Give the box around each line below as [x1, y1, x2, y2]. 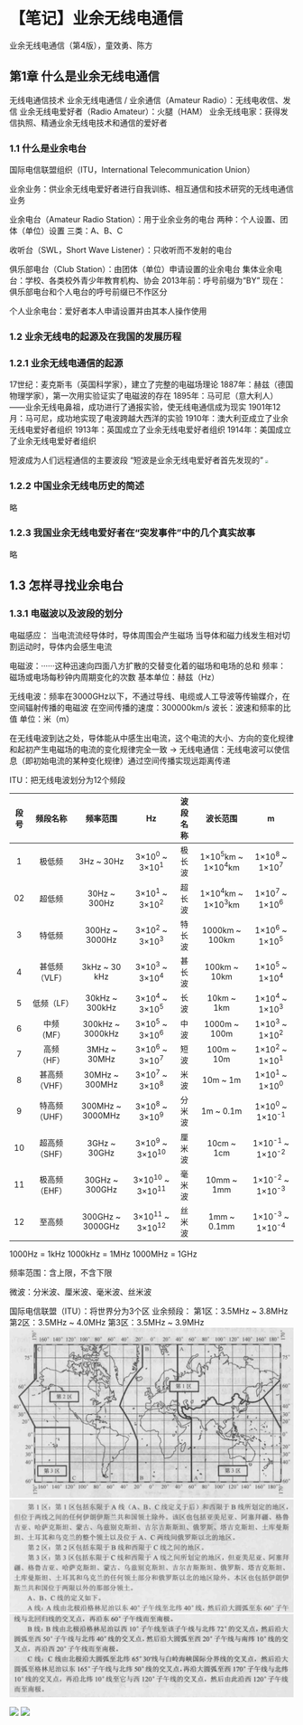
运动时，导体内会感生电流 [16, 641, 113, 652]
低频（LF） [32, 998, 74, 1009]
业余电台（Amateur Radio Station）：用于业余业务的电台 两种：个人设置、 [9, 214, 281, 225]
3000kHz [83, 1028, 120, 1039]
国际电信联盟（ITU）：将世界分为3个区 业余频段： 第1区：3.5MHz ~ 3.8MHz [9, 1306, 289, 1316]
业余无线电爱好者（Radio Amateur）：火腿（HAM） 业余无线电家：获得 [19, 106, 281, 117]
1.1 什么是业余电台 [9, 142, 87, 155]
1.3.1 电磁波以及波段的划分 [9, 608, 124, 620]
